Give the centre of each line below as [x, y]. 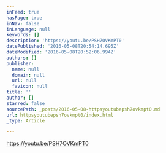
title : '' [19, 92]
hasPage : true [25, 18]
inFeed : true [23, 12]
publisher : [20, 63]
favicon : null [30, 87]
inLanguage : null [28, 29]
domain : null [28, 75]
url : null [24, 80]
